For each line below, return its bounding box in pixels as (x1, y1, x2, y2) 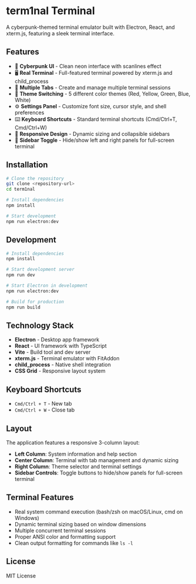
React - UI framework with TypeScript (14, 343, 107, 350)
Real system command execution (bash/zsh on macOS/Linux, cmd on (14, 508, 183, 515)
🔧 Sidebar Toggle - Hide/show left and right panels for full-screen (14, 137, 175, 144)
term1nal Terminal (6, 4, 95, 18)
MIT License (6, 572, 36, 579)
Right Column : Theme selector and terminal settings (14, 463, 142, 470)
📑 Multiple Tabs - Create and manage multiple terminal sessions (14, 84, 171, 91)
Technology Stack (6, 320, 74, 330)
